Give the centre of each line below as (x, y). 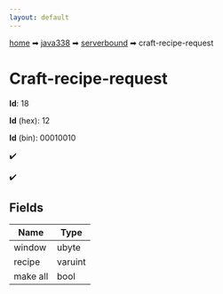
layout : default (39, 17)
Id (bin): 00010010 (43, 138)
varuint (71, 262)
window (30, 248)
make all (31, 276)
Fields (27, 207)
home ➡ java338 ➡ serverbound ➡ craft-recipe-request (111, 43)
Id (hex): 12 (30, 120)
